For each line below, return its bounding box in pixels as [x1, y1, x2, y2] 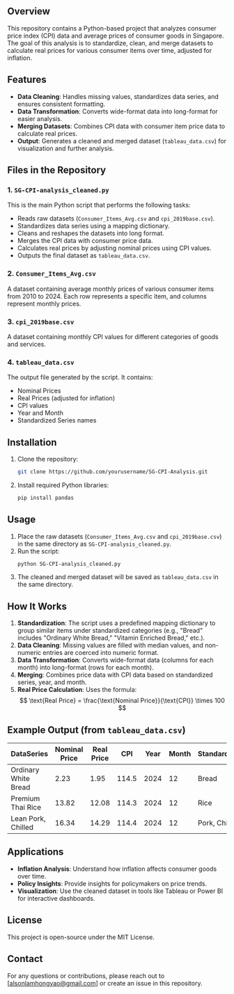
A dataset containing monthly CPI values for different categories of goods [7, 332, 219, 340]
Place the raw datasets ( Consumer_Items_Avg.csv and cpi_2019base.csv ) [17, 532, 222, 540]
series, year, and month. [17, 678, 87, 686]
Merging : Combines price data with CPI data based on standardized [17, 671, 214, 679]
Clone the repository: [17, 455, 79, 464]
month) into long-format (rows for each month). [17, 663, 155, 672]
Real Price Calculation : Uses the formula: [17, 686, 137, 694]
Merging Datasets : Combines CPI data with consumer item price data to [17, 122, 225, 130]
